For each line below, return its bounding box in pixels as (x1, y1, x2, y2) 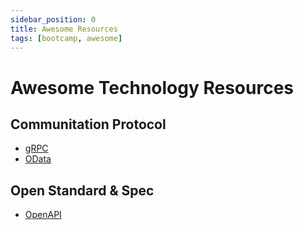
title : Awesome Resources (10, 24, 118, 34)
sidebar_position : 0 (10, 14, 97, 25)
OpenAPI (24, 209, 62, 221)
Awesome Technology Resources (10, 76, 295, 99)
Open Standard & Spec (10, 182, 155, 199)
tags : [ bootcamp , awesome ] (10, 33, 123, 43)
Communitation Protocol (10, 116, 167, 133)
